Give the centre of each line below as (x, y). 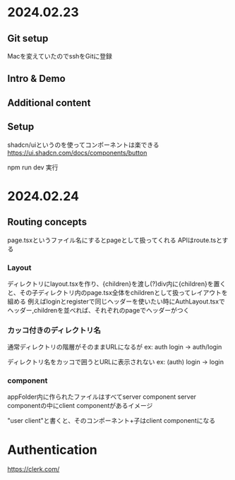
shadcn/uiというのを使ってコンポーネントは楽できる (84, 145)
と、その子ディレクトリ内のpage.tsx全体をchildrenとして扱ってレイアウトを (117, 292)
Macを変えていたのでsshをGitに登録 (60, 56)
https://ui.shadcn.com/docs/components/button (77, 152)
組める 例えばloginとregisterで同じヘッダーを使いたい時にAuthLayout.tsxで (116, 301)
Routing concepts (47, 222)
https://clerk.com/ (34, 469)
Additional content (49, 103)
